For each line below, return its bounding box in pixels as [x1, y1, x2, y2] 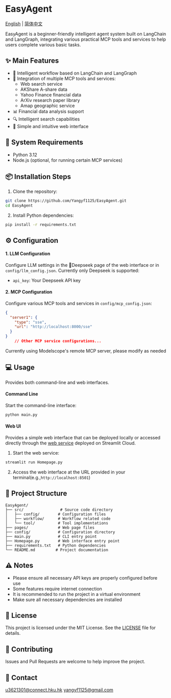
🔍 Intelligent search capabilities [12, 116, 80, 122]
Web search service [20, 81, 63, 87]
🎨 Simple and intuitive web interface [12, 123, 89, 129]
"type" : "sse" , [14, 319, 47, 325]
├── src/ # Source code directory [5, 507, 113, 512]
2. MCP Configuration [5, 289, 53, 295]
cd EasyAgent [5, 203, 33, 208]
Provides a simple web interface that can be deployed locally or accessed [5, 435, 161, 441]
